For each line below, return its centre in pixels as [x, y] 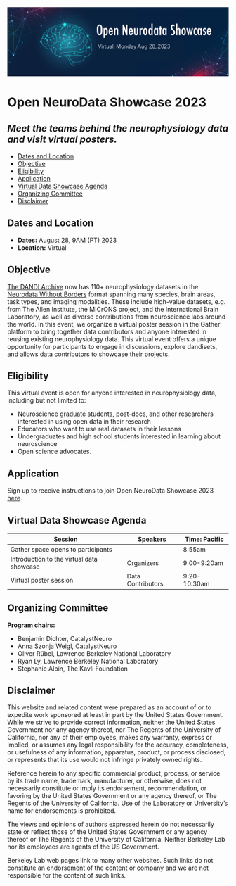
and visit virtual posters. [63, 139]
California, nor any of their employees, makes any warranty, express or [110, 738]
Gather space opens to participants [61, 549]
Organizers [143, 563]
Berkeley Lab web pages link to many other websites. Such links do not [110, 861]
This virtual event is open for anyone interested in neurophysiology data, [112, 393]
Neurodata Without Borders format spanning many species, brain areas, [111, 294]
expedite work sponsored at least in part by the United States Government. [116, 715]
